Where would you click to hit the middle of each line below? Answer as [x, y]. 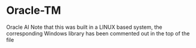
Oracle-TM [34, 10]
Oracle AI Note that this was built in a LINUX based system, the [84, 27]
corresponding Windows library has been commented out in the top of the [98, 33]
